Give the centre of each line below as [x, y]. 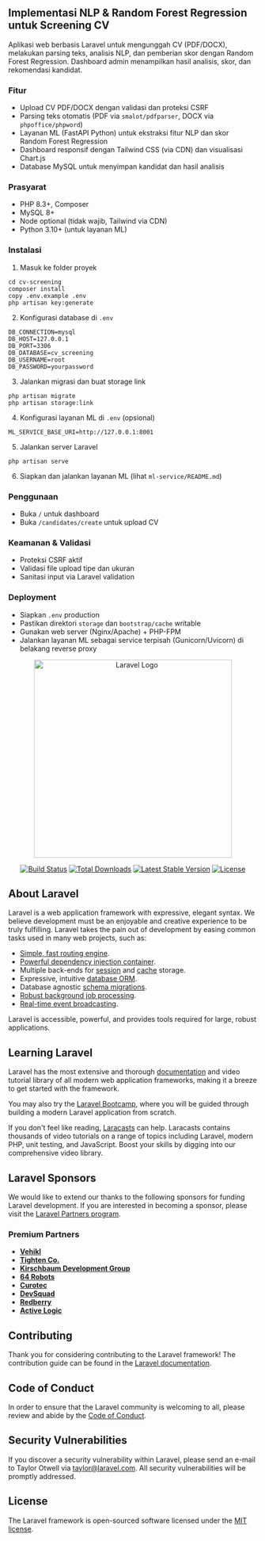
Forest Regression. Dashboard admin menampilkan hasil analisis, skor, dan [130, 61]
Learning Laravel [51, 1052]
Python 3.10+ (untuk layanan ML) [74, 230]
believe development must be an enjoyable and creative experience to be [128, 921]
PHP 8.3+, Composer [54, 205]
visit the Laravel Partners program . [64, 1214]
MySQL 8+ [37, 212]
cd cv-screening [35, 282]
